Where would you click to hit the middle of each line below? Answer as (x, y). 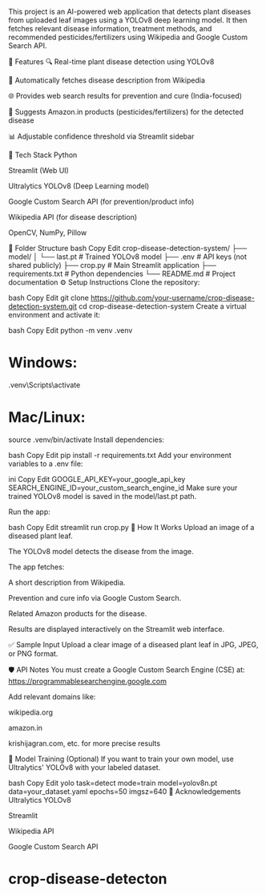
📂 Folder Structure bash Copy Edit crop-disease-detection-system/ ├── (128, 248)
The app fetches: (36, 567)
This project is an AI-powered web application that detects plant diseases (130, 12)
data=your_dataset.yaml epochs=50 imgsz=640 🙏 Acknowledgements (125, 791)
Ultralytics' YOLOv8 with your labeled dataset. (85, 767)
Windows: (43, 363)
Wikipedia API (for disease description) (73, 217)
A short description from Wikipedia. (67, 582)
